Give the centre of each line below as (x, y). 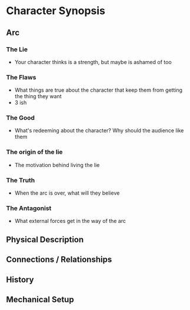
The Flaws (21, 77)
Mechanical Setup (40, 299)
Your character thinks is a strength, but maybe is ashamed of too (93, 62)
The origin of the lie (34, 152)
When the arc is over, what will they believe (67, 193)
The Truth (21, 180)
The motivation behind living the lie (57, 165)
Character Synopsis (56, 11)
